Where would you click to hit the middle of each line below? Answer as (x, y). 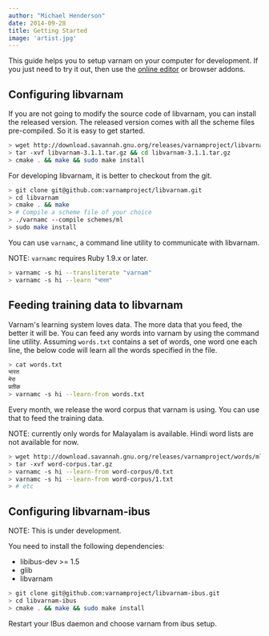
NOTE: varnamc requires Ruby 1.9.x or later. (78, 258)
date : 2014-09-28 (37, 23)
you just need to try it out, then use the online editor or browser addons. (127, 70)
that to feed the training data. (56, 418)
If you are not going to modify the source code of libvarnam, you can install (132, 114)
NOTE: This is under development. (65, 531)
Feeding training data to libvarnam (96, 305)
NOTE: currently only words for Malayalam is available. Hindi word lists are (131, 434)
